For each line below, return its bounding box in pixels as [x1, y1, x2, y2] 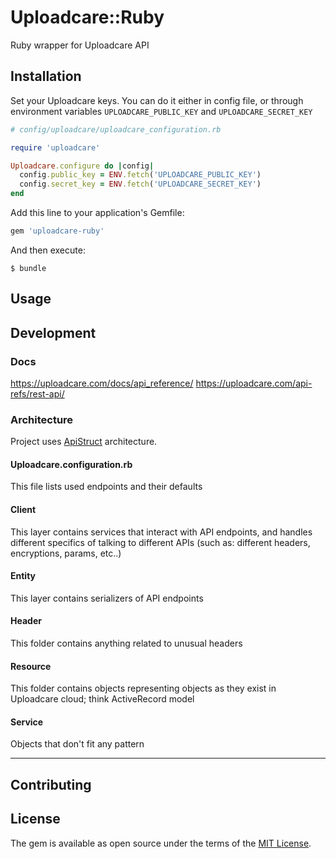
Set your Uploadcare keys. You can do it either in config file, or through [10, 94, 304, 106]
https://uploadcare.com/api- [195, 377, 313, 389]
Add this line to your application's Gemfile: [10, 207, 185, 218]
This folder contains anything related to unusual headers [10, 637, 243, 650]
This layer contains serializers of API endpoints [10, 592, 204, 604]
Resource [10, 660, 52, 672]
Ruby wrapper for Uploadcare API [10, 39, 150, 51]
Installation [10, 68, 82, 85]
